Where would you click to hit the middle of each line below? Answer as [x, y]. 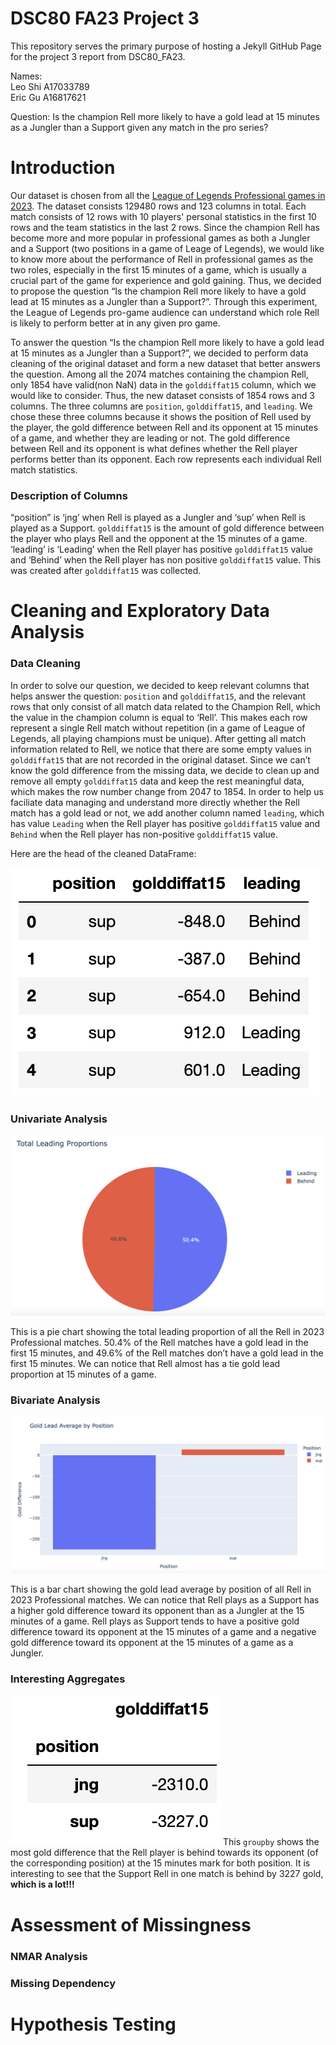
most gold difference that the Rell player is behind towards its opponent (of [164, 1853]
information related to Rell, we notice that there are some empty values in [161, 749]
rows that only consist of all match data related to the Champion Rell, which [165, 706]
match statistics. [44, 469]
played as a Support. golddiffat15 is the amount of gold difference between [167, 528]
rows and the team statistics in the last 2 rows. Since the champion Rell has [165, 227]
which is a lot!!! [42, 1884]
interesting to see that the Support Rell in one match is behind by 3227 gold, [167, 1874]
